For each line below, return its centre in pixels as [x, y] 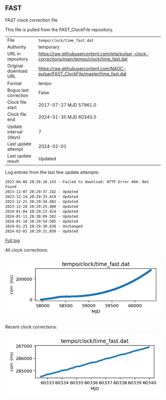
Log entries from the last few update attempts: [52, 172]
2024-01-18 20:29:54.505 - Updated [42, 221]
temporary [49, 47]
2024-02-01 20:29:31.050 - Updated [42, 231]
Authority [17, 47]
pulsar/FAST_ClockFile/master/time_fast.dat [83, 74]
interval [15, 132]
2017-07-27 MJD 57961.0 [67, 105]
